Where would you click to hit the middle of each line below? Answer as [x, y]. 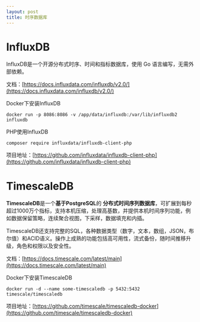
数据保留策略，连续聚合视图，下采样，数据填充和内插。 [79, 218]
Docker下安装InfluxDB [33, 104]
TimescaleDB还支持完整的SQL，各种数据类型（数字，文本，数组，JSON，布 [100, 231]
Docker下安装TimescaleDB [39, 278]
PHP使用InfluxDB [27, 132]
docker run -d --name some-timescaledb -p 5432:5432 [73, 289]
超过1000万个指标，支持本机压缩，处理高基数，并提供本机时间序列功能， [96, 211]
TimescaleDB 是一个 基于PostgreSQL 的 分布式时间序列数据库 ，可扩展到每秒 [99, 203]
